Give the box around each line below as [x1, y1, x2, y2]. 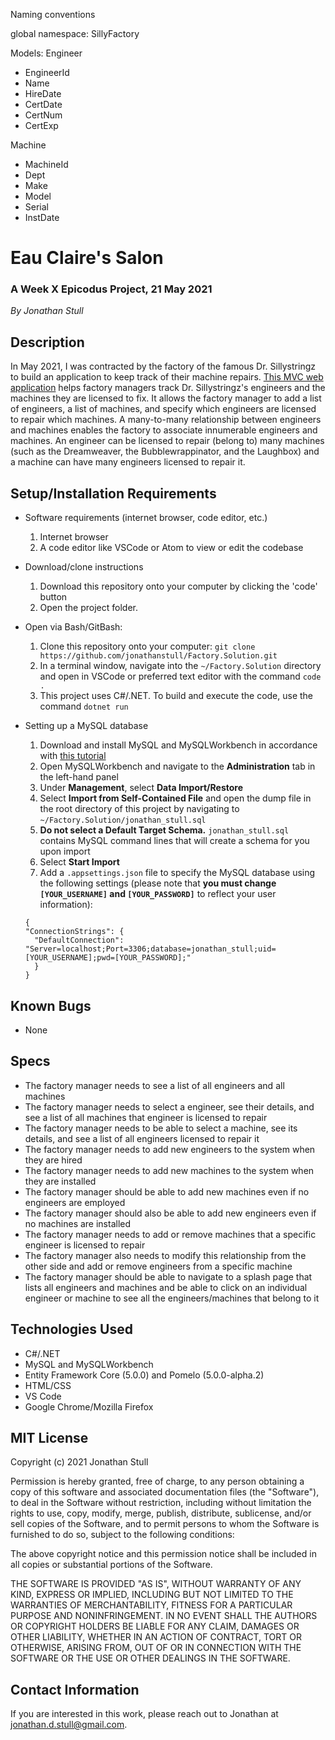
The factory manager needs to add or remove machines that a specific [24, 1228, 317, 1240]
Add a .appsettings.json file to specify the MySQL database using [39, 867, 316, 879]
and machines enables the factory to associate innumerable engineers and [10, 424, 318, 436]
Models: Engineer [10, 47, 83, 59]
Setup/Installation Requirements [10, 485, 217, 502]
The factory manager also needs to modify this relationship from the [24, 1249, 307, 1261]
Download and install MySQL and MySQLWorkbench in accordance [39, 739, 318, 751]
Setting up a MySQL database [24, 720, 149, 732]
